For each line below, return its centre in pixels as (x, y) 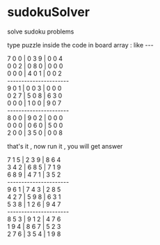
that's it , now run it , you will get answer (65, 146)
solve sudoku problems (41, 31)
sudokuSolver (49, 12)
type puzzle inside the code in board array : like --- (81, 45)
